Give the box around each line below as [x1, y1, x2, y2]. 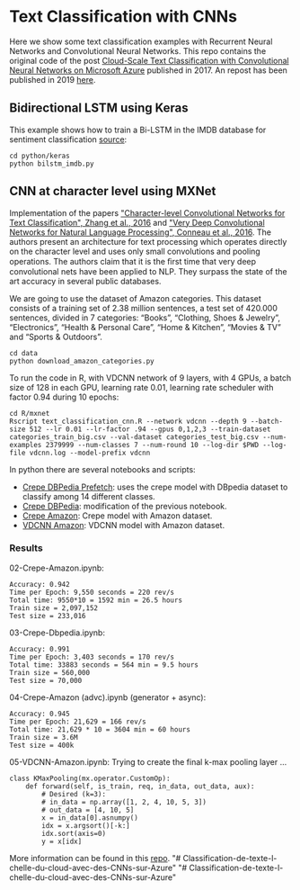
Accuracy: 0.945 [9, 709, 70, 718]
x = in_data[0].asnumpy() [41, 813, 139, 823]
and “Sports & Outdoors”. [9, 331, 103, 342]
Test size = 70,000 [9, 676, 83, 685]
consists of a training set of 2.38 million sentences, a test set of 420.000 [9, 302, 278, 313]
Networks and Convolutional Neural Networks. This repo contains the [9, 45, 267, 56]
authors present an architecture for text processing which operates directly [9, 236, 287, 247]
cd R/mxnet [9, 409, 50, 418]
